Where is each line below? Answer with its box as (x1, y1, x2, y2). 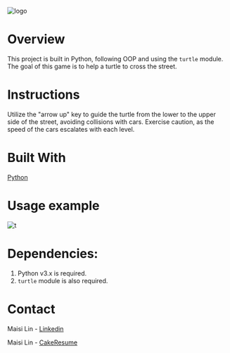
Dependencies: (7, 245, 98, 261)
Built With (7, 150, 66, 166)
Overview (7, 32, 65, 47)
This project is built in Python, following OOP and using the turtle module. (7, 54, 224, 63)
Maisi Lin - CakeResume (7, 338, 78, 347)
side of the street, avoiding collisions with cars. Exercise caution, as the (7, 117, 215, 126)
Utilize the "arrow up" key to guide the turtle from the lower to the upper (7, 110, 216, 118)
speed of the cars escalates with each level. (7, 125, 135, 133)
